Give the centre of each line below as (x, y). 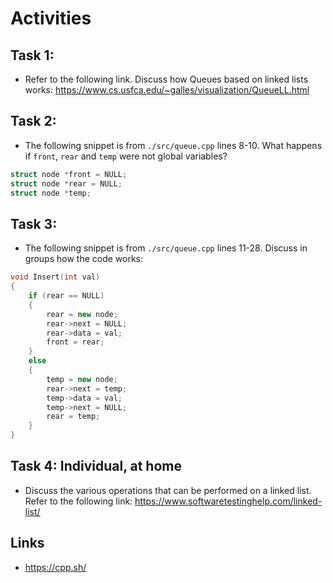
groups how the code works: (84, 259)
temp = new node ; (82, 379)
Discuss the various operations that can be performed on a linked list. (168, 490)
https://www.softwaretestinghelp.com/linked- (228, 501)
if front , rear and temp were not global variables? (126, 156)
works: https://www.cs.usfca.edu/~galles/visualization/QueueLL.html (167, 90)
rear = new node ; (82, 314)
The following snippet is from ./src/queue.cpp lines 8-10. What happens (173, 145)
